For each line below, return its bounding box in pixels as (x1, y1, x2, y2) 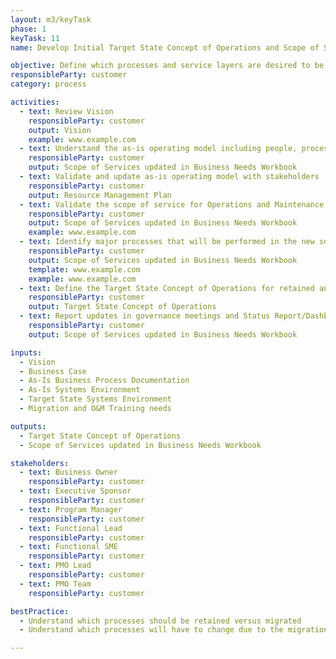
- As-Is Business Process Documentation (19, 376, 190, 386)
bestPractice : (10, 606, 70, 616)
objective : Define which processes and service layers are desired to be (10, 61, 325, 71)
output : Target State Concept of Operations (28, 302, 217, 312)
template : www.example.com (28, 264, 141, 275)
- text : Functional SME (19, 542, 118, 552)
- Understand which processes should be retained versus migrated (19, 616, 302, 626)
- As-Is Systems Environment (19, 385, 141, 395)
